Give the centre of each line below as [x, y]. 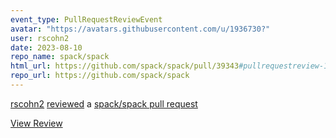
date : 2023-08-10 [46, 47]
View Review [36, 123]
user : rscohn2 [40, 38]
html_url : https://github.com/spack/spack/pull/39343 [125, 66]
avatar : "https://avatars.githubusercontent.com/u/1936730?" [140, 29]
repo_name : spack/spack [60, 57]
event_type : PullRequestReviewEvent [86, 19]
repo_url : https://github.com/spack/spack [100, 76]
